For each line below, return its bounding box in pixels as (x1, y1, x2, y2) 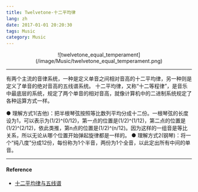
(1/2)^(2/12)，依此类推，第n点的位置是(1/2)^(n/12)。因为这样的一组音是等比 (6, 124, 188, 132)
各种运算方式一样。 (6, 97, 53, 104)
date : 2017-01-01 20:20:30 (6, 22, 72, 28)
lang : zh (6, 15, 28, 22)
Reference (6, 165, 32, 173)
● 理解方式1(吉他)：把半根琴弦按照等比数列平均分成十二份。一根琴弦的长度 (6, 110, 189, 117)
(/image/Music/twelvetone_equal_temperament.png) (35, 58, 163, 65)
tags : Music (6, 28, 35, 34)
